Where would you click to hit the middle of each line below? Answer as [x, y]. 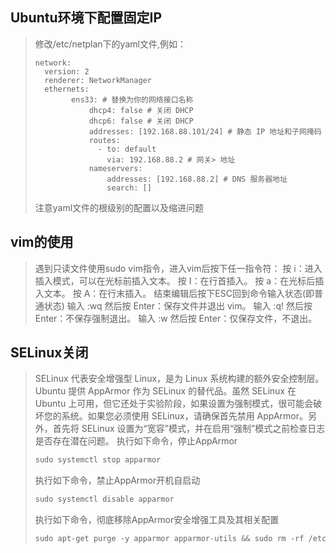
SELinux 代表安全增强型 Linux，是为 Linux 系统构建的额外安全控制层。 [179, 379]
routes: [104, 140]
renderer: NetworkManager [98, 80]
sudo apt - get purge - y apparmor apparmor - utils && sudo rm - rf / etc [180, 539]
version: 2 [67, 71]
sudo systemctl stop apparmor [98, 460]
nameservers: [115, 168]
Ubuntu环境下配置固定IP [86, 18]
